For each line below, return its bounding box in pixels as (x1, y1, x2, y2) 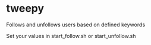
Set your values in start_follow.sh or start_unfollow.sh (6, 32, 136, 39)
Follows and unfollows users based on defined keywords (6, 21, 146, 28)
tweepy (6, 2, 45, 15)
